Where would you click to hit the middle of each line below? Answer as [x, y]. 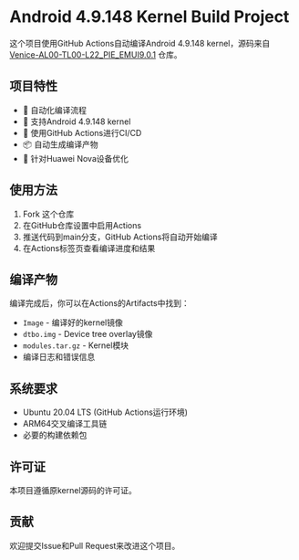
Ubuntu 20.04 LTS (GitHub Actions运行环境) [105, 412]
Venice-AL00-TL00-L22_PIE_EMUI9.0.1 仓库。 [96, 54]
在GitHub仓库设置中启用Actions [82, 225]
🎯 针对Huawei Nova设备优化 [76, 158]
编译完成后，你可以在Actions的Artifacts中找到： [99, 303]
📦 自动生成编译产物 [60, 144]
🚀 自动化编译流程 [54, 110]
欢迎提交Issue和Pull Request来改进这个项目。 [95, 545]
